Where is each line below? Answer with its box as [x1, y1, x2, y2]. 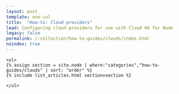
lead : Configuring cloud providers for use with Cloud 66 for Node [6, 25, 174, 31]
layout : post [6, 8, 38, 15]
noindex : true [6, 41, 41, 47]
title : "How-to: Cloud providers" [6, 19, 93, 25]
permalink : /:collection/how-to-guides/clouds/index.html [6, 36, 150, 41]
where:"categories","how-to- [89, 62, 160, 68]
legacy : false [6, 30, 41, 36]
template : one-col [6, 14, 51, 20]
